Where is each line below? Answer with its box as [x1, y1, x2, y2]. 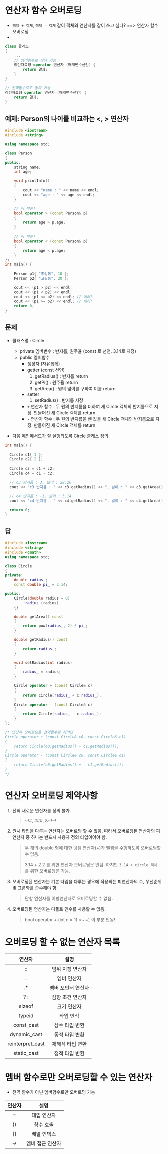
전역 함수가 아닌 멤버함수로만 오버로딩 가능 [12, 1089, 96, 1095]
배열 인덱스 [31, 1131, 56, 1138]
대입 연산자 [31, 1112, 56, 1119]
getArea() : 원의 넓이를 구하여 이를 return [34, 385, 116, 391]
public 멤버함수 [19, 354, 50, 360]
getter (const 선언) [27, 367, 65, 373]
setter [27, 391, 40, 397]
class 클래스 [5, 44, 29, 49]
